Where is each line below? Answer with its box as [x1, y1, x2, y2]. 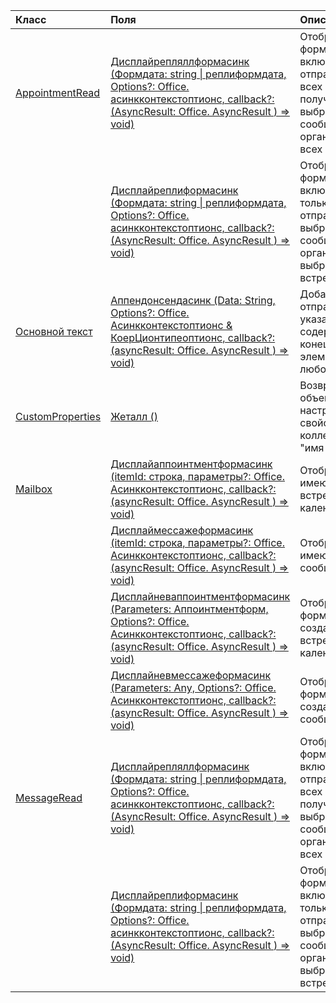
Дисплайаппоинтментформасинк [110, 457, 273, 471]
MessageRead [15, 791, 83, 804]
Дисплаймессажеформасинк [110, 524, 254, 537]
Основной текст [15, 325, 93, 338]
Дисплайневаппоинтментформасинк [110, 590, 291, 603]
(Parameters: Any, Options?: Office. [110, 681, 277, 694]
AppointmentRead [15, 86, 101, 99]
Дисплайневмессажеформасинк [110, 669, 272, 682]
